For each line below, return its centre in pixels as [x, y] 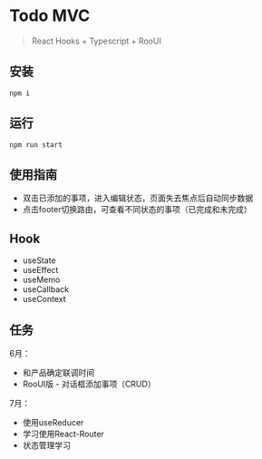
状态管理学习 [46, 445]
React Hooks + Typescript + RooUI [96, 41]
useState [39, 260]
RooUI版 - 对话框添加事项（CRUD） [89, 384]
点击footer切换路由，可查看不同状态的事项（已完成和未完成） [137, 210]
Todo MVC [50, 16]
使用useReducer [53, 422]
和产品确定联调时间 [58, 372]
